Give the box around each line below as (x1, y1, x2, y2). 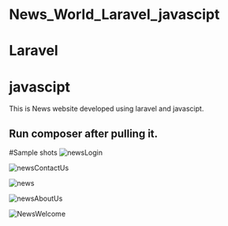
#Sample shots (9, 148, 58, 157)
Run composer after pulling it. (9, 126, 159, 140)
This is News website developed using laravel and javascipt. (9, 104, 204, 114)
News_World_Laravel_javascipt (9, 6, 220, 24)
